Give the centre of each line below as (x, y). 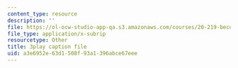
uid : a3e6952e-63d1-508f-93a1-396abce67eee (73, 54)
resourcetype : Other (38, 40)
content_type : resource (42, 14)
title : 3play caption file (47, 47)
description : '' (31, 21)
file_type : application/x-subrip (57, 34)
